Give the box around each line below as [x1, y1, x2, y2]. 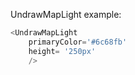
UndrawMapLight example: [10, 9, 122, 20]
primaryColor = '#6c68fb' [28, 37, 128, 47]
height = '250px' [28, 46, 97, 56]
